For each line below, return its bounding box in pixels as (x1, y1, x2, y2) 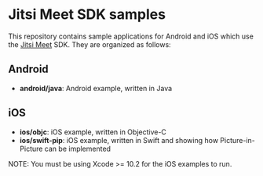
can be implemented (44, 144, 111, 153)
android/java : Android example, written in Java (19, 83, 173, 93)
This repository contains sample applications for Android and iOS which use (8, 31, 254, 41)
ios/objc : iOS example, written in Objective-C (19, 127, 167, 137)
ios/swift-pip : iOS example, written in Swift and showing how (19, 135, 218, 145)
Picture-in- (219, 135, 255, 145)
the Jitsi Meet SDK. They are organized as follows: (8, 39, 171, 49)
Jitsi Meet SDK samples (8, 5, 166, 24)
